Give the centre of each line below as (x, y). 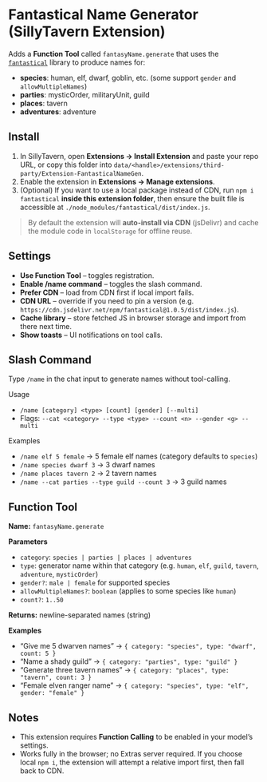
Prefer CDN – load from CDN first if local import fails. (107, 292)
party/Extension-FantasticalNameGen (80, 173)
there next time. (45, 326)
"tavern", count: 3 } (55, 678)
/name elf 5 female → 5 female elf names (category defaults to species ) (139, 456)
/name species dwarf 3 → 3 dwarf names (87, 465)
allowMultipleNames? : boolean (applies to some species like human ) (128, 591)
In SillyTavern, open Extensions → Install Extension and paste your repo (139, 156)
